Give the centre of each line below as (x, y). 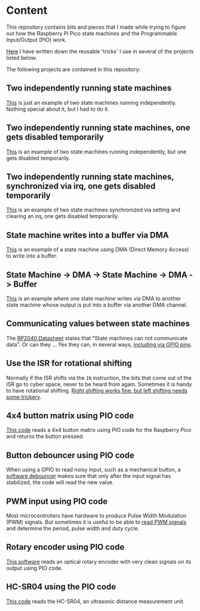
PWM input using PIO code (57, 501)
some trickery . (24, 397)
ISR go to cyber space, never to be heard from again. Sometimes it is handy (99, 384)
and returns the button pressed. (45, 436)
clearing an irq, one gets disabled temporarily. (63, 216)
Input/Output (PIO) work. (36, 40)
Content (27, 10)
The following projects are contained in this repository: (73, 69)
